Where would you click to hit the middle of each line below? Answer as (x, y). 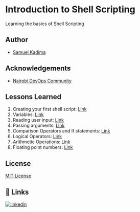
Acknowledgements (38, 69)
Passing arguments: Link (39, 126)
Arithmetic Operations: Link (41, 142)
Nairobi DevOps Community (42, 81)
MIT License (18, 176)
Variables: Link (28, 114)
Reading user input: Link (38, 120)
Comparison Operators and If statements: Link (61, 131)
